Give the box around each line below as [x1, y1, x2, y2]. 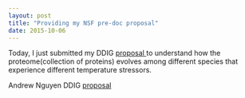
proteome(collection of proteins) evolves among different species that [8, 57, 239, 66]
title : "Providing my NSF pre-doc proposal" [8, 19, 159, 27]
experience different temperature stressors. [8, 65, 152, 75]
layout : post [8, 11, 52, 20]
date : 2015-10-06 [8, 26, 66, 34]
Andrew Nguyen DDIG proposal [8, 80, 112, 90]
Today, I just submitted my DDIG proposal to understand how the [8, 49, 221, 58]
